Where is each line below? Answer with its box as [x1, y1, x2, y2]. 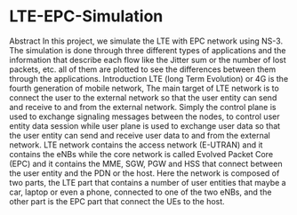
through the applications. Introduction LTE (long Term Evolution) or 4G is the [9, 73, 289, 84]
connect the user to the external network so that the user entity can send [9, 92, 277, 103]
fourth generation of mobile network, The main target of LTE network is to [9, 83, 280, 93]
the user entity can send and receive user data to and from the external [9, 130, 271, 140]
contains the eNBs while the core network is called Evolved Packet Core [9, 148, 274, 159]
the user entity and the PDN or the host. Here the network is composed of [9, 167, 280, 179]
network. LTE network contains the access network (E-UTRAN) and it [9, 139, 263, 150]
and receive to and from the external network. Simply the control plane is [9, 101, 277, 112]
